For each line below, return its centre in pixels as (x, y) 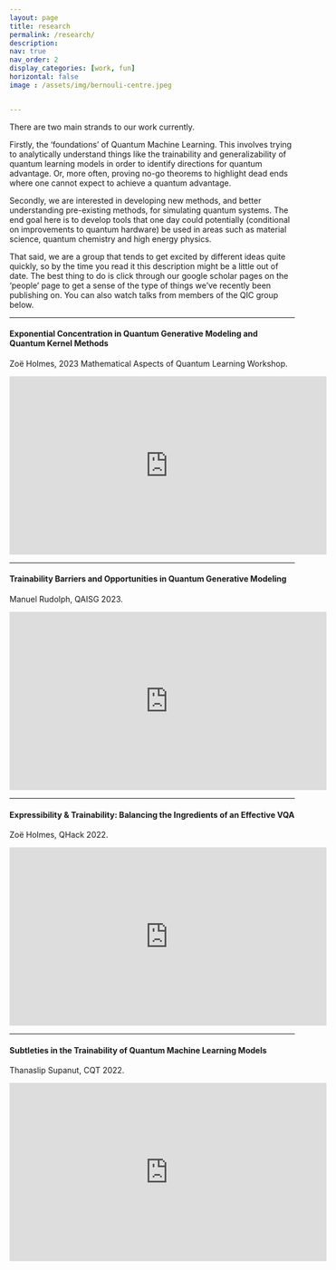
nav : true (28, 52)
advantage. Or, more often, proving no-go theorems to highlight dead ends (149, 173)
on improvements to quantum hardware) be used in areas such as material (148, 229)
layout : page (34, 18)
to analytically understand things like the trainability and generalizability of (148, 154)
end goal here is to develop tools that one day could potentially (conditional (150, 219)
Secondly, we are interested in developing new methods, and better (135, 200)
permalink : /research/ (52, 34)
